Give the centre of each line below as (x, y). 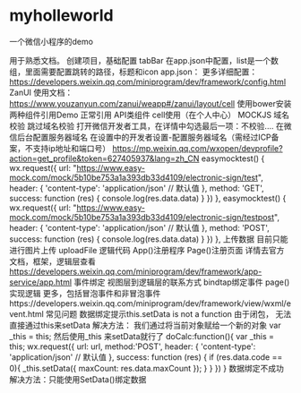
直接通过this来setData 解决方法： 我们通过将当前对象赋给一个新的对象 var (145, 325)
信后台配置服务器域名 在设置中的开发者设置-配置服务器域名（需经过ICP (140, 137)
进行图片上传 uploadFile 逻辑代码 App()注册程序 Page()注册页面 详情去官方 (147, 250)
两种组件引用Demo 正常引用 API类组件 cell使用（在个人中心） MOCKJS (140, 115)
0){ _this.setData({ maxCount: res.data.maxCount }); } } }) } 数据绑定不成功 (147, 368)
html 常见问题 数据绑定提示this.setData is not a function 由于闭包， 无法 (159, 313)
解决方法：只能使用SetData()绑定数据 (78, 379)
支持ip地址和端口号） (71, 148)
